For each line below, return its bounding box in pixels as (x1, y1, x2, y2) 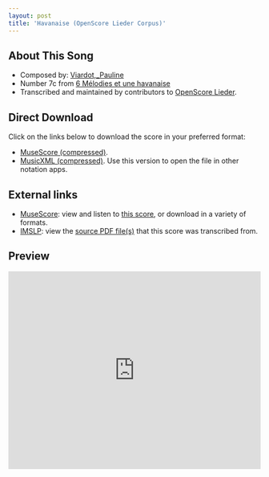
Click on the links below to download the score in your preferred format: (8, 132, 246, 141)
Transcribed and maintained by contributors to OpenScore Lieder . (19, 88, 238, 97)
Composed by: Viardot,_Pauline (19, 70, 124, 80)
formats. (19, 218, 48, 227)
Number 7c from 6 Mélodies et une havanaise (19, 79, 171, 88)
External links (8, 188, 78, 202)
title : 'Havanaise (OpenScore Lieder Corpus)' (8, 19, 167, 27)
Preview (8, 250, 50, 263)
